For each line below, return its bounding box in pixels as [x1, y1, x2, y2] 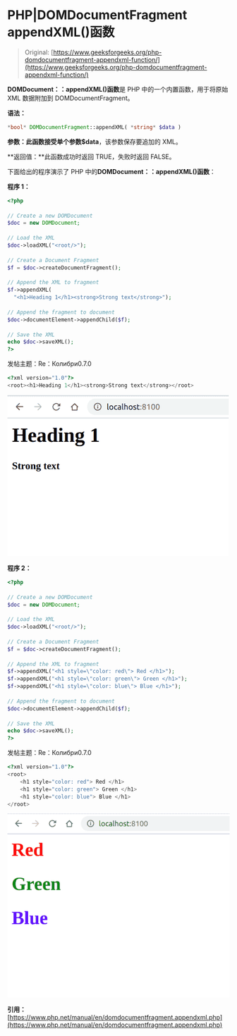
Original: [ [24, 48, 54, 56]
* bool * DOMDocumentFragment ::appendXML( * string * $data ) [7, 123, 181, 130]
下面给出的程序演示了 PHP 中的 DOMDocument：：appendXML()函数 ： [7, 167, 217, 175]
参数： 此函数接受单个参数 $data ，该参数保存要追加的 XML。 [7, 137, 182, 146]
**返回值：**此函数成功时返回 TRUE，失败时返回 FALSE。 [7, 152, 176, 161]
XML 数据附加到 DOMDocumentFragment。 [7, 94, 134, 102]
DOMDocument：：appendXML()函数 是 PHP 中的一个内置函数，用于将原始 [7, 85, 229, 93]
